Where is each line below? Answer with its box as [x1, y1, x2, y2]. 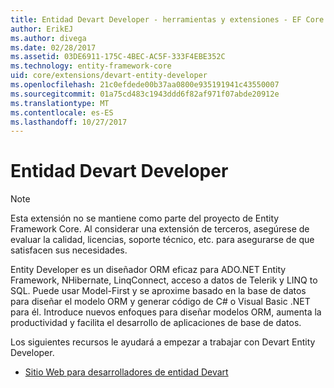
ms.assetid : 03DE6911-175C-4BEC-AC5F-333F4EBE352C [10, 52, 226, 62]
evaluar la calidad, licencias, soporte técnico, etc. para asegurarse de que [10, 234, 315, 246]
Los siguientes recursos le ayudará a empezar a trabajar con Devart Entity [10, 336, 316, 348]
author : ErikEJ [10, 24, 74, 34]
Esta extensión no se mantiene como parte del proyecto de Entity [10, 212, 280, 225]
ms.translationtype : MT [10, 98, 110, 108]
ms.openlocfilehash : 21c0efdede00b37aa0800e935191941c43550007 [10, 80, 280, 90]
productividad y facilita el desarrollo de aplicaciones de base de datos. [10, 317, 302, 329]
